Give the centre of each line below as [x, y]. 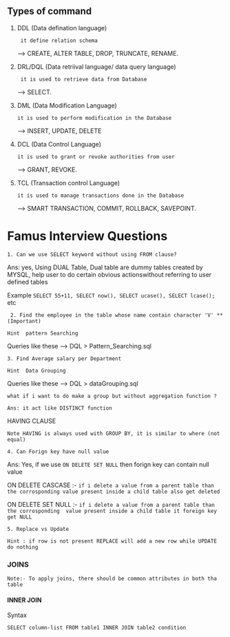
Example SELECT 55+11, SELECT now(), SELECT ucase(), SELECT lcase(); [111, 295]
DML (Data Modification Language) [67, 105]
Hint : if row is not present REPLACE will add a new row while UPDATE [112, 541]
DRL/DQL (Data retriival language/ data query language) [97, 66]
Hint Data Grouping [37, 370]
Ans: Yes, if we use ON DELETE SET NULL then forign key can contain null [108, 464]
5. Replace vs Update [38, 529]
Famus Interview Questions [87, 236]
